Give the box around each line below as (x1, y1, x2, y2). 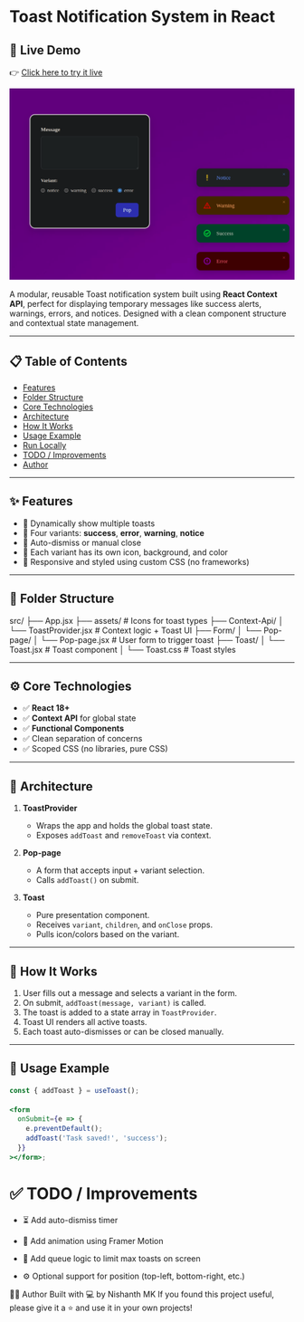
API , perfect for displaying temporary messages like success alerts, (9, 299, 262, 310)
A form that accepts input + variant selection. (35, 865, 205, 876)
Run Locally (22, 439, 67, 450)
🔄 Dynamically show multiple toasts (22, 518, 156, 529)
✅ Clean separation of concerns (22, 733, 143, 744)
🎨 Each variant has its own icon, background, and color (22, 546, 229, 558)
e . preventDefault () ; (25, 1125, 103, 1134)
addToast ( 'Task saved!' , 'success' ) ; (25, 1134, 168, 1143)
